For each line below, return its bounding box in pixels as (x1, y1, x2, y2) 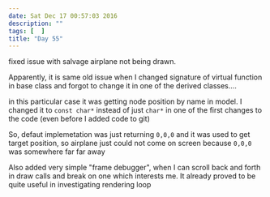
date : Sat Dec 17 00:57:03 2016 (8, 11, 118, 20)
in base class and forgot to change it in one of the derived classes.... (8, 81, 238, 91)
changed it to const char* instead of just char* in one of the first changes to (8, 105, 262, 115)
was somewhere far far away (8, 147, 105, 156)
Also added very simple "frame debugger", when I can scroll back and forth (8, 163, 261, 173)
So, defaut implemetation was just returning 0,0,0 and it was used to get (8, 130, 251, 139)
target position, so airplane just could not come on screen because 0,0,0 (8, 139, 252, 148)
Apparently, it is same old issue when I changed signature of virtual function (8, 72, 263, 82)
